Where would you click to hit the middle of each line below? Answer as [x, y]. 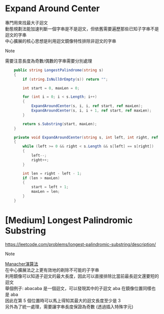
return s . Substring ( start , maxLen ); [60, 124]
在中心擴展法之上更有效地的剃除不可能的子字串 [52, 270]
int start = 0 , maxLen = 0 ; [51, 88]
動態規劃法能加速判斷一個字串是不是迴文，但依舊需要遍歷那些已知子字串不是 [82, 29]
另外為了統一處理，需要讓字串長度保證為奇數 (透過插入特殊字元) [69, 307]
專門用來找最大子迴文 [26, 22]
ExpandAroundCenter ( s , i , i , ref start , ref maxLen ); [87, 106]
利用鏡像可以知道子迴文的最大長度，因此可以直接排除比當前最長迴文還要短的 [82, 276]
